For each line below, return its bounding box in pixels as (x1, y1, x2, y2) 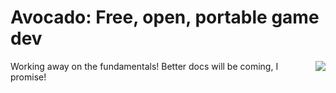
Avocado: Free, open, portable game (10, 6, 320, 29)
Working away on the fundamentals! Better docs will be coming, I (10, 60, 279, 72)
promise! (10, 71, 47, 83)
